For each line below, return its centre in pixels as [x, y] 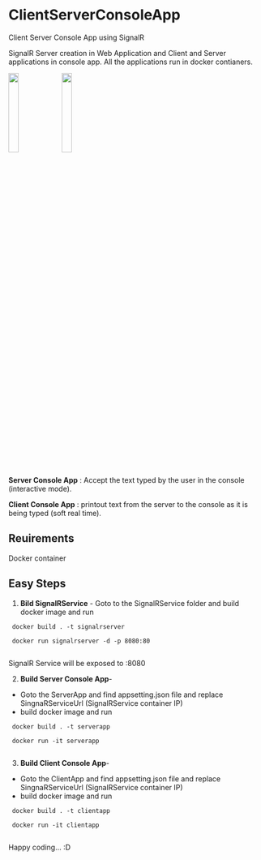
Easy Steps [37, 584]
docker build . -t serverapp [61, 727]
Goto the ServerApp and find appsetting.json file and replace [122, 694]
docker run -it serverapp [56, 741]
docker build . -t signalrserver [68, 626]
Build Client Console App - [65, 763]
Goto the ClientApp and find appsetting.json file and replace [120, 778]
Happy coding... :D [40, 847]
